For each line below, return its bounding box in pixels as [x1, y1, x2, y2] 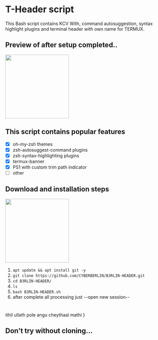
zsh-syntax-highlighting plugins [12, 152, 80, 159]
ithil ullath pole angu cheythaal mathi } [5, 311, 85, 318]
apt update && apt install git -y [12, 268, 86, 273]
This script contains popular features [5, 128, 125, 136]
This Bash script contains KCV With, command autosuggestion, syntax [5, 20, 153, 27]
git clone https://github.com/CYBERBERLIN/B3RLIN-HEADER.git [12, 273, 145, 278]
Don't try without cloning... [5, 327, 93, 335]
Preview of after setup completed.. [5, 41, 118, 50]
